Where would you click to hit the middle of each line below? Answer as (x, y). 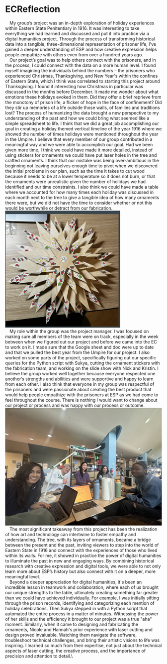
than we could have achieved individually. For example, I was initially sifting (82, 598)
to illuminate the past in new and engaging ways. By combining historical (80, 560)
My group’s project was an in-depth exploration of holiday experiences (82, 23)
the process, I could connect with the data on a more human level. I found (81, 65)
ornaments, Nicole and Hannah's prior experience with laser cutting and (79, 629)
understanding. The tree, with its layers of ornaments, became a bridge (78, 540)
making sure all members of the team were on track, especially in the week (82, 336)
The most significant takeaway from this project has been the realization (83, 529)
